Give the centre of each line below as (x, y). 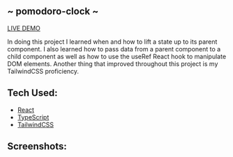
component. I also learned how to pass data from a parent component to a (114, 49)
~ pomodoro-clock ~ (53, 11)
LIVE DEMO (24, 28)
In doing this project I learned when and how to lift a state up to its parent (112, 42)
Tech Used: (32, 93)
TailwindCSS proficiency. (43, 71)
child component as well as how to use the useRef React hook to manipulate (117, 56)
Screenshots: (37, 146)
